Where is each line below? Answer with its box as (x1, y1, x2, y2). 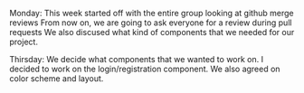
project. (9, 36, 39, 47)
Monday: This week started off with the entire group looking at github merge (9, 8, 294, 18)
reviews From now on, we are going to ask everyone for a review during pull (9, 17, 292, 28)
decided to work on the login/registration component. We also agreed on (9, 63, 280, 74)
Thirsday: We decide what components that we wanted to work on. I (9, 54, 264, 64)
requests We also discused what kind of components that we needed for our (9, 27, 295, 37)
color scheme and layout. (9, 73, 104, 84)
